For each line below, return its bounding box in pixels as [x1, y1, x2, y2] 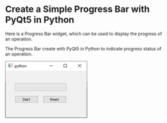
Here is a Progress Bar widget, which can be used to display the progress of [5, 30, 162, 36]
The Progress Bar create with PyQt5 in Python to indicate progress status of [5, 45, 161, 51]
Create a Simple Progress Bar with [5, 3, 150, 15]
